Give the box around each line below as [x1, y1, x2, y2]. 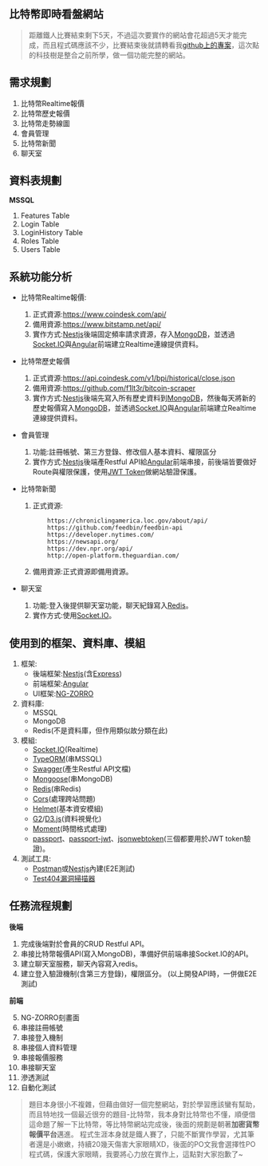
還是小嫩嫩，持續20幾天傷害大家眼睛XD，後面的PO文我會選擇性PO [35, 1139, 256, 1148]
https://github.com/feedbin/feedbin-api [47, 524, 183, 532]
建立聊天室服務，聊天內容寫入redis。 [20, 959, 143, 968]
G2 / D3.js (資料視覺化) [32, 814, 102, 824]
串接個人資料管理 [20, 1042, 77, 1052]
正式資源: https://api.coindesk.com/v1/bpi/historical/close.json [32, 373, 235, 383]
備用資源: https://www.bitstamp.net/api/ [32, 320, 162, 329]
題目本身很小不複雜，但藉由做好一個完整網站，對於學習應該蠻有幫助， [28, 1099, 260, 1109]
